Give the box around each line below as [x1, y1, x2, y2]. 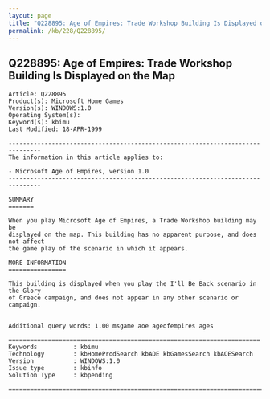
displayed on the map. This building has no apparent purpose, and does [8, 230, 257, 239]
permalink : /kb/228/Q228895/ [8, 26, 106, 35]
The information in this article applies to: [8, 153, 163, 161]
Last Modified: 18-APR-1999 [8, 125, 103, 133]
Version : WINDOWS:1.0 [8, 357, 121, 365]
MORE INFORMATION [8, 259, 67, 267]
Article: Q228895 [8, 90, 67, 99]
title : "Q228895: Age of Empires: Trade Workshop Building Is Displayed [8, 19, 257, 27]
